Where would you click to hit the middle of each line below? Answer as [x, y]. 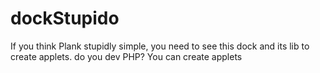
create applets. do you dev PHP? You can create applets [126, 56]
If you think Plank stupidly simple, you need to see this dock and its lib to [160, 46]
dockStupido [65, 18]
